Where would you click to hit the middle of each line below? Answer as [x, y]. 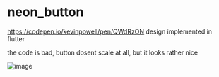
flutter [16, 38]
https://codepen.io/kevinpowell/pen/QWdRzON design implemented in [110, 31]
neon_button [46, 12]
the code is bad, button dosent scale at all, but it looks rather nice [103, 52]
